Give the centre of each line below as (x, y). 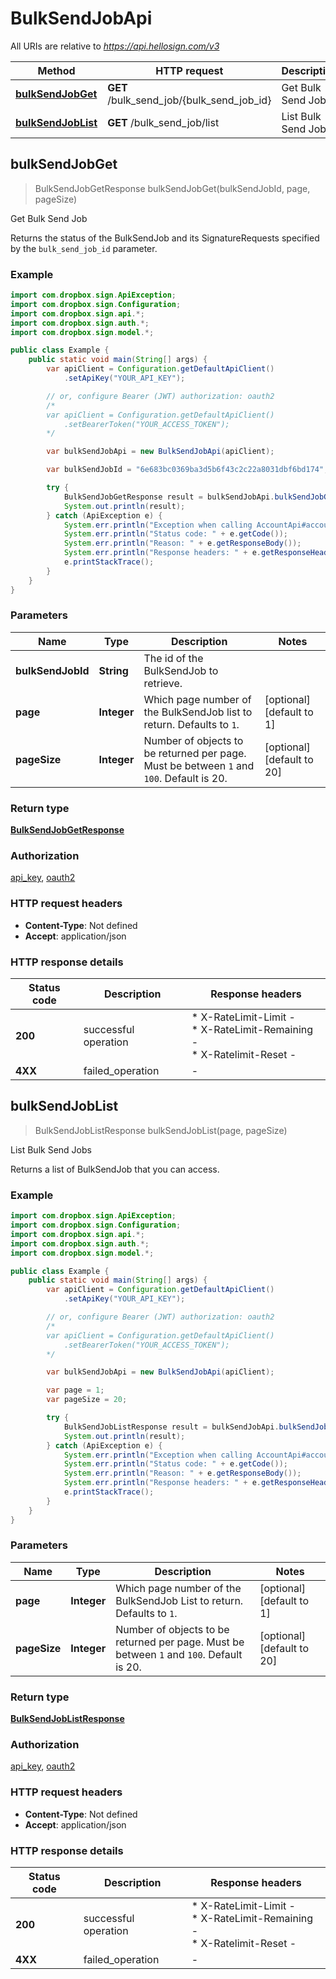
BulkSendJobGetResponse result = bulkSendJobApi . (169, 497)
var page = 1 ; (75, 1390)
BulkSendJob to (181, 670)
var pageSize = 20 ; (87, 1400)
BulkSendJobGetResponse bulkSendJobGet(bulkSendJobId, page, (172, 188)
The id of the (173, 658)
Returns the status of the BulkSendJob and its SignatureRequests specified (165, 238)
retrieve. (163, 683)
